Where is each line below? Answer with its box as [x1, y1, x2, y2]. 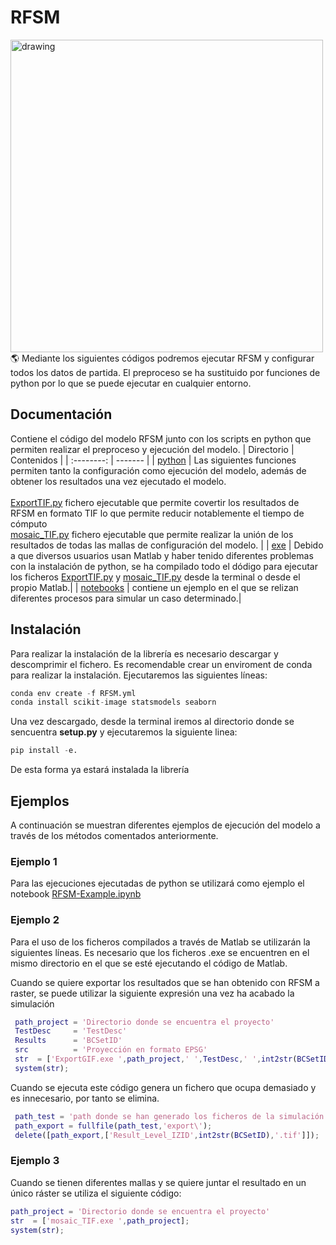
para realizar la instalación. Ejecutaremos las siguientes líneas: [10, 669, 268, 681]
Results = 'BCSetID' [14, 1036, 123, 1046]
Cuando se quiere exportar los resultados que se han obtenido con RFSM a [10, 976, 320, 988]
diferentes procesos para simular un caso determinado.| [10, 592, 242, 604]
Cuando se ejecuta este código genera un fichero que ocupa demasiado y [10, 1081, 317, 1093]
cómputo [10, 517, 48, 530]
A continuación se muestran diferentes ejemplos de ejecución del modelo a [10, 819, 321, 831]
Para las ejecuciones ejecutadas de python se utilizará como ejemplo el [10, 877, 305, 890]
